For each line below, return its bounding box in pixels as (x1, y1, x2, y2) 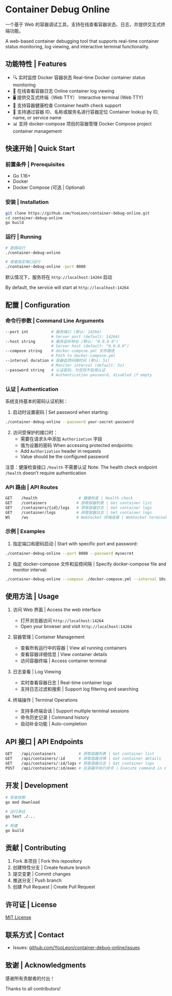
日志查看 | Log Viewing (12, 669, 61, 675)
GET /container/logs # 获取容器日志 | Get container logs (5, 510, 152, 515)
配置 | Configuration (5, 300, 70, 309)
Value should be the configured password (20, 453, 109, 459)
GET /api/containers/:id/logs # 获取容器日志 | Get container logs (5, 760, 155, 766)
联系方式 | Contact (5, 930, 64, 939)
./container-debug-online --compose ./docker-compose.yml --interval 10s (5, 576, 166, 582)
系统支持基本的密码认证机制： (5, 398, 68, 404)
